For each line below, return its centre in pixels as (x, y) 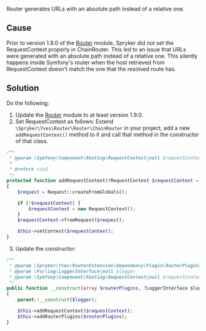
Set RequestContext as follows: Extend (64, 121)
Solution (23, 88)
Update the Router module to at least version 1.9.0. (79, 115)
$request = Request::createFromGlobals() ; (72, 192)
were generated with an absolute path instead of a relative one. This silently (102, 56)
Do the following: (28, 103)
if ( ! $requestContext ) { (49, 203)
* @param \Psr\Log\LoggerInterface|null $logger (72, 271)
